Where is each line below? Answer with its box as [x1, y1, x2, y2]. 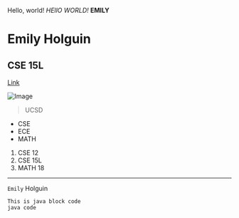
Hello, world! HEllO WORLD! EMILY [7, 6, 110, 14]
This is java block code [7, 198, 81, 205]
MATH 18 [17, 164, 45, 172]
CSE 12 [17, 149, 39, 157]
